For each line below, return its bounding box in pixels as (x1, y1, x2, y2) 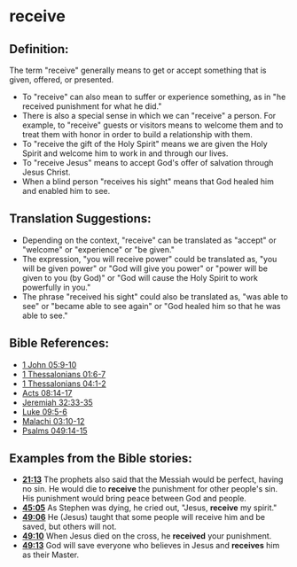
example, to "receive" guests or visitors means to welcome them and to (21, 120, 284, 130)
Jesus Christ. (21, 167, 71, 177)
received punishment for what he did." (21, 101, 162, 112)
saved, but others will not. (21, 521, 117, 532)
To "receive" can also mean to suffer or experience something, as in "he (21, 91, 286, 102)
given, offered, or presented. (9, 74, 114, 85)
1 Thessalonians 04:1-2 (21, 378, 106, 389)
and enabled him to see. (21, 186, 111, 196)
